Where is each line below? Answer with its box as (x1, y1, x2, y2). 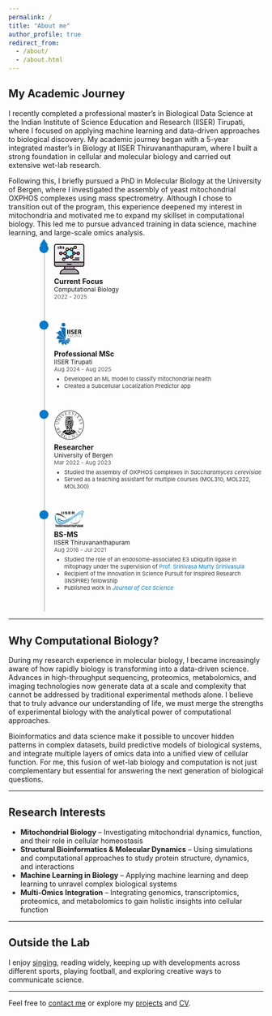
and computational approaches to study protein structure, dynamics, (19, 853, 249, 863)
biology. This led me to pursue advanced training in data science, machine (8, 219, 257, 229)
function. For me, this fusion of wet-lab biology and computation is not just (8, 757, 257, 767)
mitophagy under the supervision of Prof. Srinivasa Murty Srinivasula (64, 562, 245, 571)
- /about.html (15, 56, 63, 64)
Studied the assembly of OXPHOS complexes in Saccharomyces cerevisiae (64, 468, 261, 476)
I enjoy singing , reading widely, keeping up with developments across (8, 958, 240, 967)
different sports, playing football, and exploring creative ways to (8, 966, 222, 975)
